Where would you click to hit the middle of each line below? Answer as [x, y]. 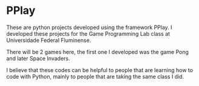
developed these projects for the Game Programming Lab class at [88, 33]
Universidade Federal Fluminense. [49, 40]
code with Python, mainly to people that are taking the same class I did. [95, 76]
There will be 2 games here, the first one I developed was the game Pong [98, 51]
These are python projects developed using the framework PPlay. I [89, 27]
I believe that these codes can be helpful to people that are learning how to [100, 70]
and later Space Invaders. [38, 58]
